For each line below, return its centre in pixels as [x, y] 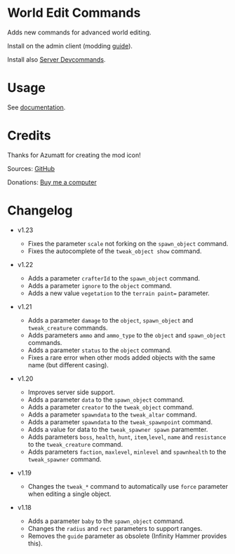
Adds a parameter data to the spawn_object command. [106, 399]
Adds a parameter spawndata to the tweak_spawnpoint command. [120, 421]
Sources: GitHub [31, 168]
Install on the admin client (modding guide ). [70, 46]
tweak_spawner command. [65, 459]
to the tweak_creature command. [75, 444]
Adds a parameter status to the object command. [100, 350]
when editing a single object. [69, 494]
